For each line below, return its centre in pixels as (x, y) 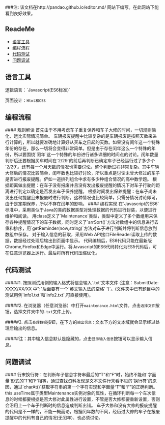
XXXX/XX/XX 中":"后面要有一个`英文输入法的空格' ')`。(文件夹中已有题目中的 (82, 289)
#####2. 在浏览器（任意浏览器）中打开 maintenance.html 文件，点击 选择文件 (80, 305)
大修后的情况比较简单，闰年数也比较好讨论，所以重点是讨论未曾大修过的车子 (82, 173)
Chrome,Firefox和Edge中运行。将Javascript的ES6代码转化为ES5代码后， (79, 247)
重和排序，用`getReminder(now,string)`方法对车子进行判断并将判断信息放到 (81, 228)
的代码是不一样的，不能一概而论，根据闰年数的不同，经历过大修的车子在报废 (82, 412)
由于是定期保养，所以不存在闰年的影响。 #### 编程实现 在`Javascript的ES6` (82, 204)
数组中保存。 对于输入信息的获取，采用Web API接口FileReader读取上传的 (79, 235)
